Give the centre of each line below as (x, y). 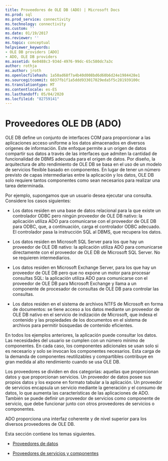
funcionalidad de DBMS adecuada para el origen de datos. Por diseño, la (80, 159)
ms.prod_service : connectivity (38, 19)
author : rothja (21, 66)
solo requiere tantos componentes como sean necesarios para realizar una (83, 180)
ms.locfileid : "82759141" (32, 99)
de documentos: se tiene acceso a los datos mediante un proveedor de (86, 310)
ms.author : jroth (23, 71)
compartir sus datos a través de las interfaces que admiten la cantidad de (81, 153)
